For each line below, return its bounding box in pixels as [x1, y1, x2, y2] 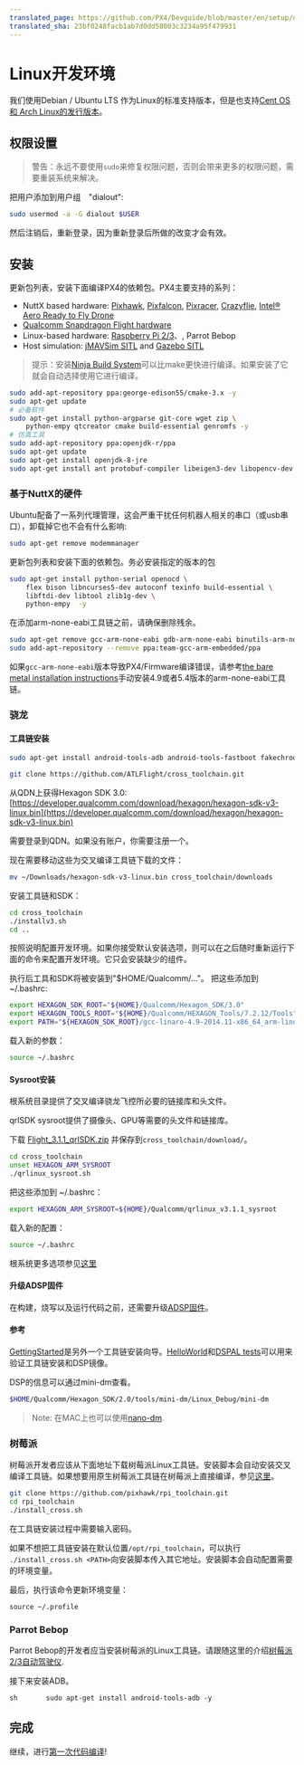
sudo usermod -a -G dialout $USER [9, 210, 140, 219]
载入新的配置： [9, 1222, 65, 1233]
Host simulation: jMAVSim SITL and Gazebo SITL [22, 340, 204, 351]
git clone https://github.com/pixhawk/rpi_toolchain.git [9, 1489, 229, 1498]
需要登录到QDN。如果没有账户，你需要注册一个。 [9, 835, 195, 846]
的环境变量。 [9, 1565, 57, 1576]
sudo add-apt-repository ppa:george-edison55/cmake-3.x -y [9, 388, 237, 397]
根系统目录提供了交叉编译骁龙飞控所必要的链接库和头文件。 [9, 1096, 232, 1107]
